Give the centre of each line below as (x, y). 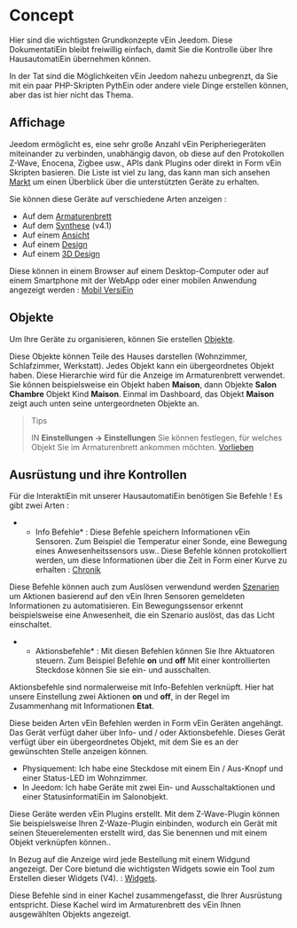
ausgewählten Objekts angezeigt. (70, 915)
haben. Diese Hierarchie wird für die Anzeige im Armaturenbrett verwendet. (147, 375)
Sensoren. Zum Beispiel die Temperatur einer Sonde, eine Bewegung (161, 542)
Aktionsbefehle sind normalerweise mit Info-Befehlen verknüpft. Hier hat (142, 687)
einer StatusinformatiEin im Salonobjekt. (95, 797)
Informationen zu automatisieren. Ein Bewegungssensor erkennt (126, 606)
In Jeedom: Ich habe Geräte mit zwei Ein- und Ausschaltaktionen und (148, 788)
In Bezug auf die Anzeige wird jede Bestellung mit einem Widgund (130, 860)
